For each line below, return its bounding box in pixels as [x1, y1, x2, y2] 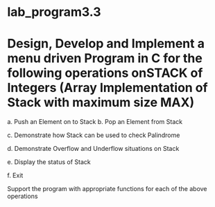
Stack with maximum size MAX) [7, 95, 195, 111]
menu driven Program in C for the [7, 51, 203, 66]
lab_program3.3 [7, 4, 102, 20]
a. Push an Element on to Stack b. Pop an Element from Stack [7, 118, 182, 126]
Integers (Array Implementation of [7, 80, 208, 96]
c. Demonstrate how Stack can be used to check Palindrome [7, 131, 180, 139]
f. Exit [7, 171, 24, 180]
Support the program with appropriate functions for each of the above [7, 185, 207, 193]
